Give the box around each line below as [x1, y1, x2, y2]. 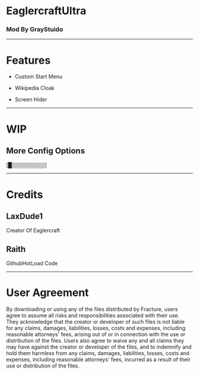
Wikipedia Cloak [14, 85, 55, 92]
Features [6, 53, 51, 67]
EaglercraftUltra [6, 4, 87, 18]
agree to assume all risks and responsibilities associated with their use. [6, 312, 179, 319]
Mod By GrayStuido [6, 25, 63, 34]
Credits [6, 188, 43, 201]
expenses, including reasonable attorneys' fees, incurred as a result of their [6, 356, 191, 363]
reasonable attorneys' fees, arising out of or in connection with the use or [6, 331, 185, 338]
